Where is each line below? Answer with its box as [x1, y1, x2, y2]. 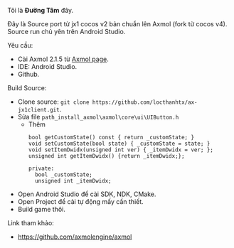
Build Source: [7, 84, 47, 92]
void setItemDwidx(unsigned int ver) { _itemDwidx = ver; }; [28, 146, 213, 153]
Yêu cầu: [7, 41, 33, 49]
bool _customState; [34, 171, 92, 178]
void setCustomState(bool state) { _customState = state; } [28, 140, 211, 147]
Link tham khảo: [7, 219, 55, 227]
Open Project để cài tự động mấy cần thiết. [17, 198, 144, 205]
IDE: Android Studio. [17, 63, 78, 70]
